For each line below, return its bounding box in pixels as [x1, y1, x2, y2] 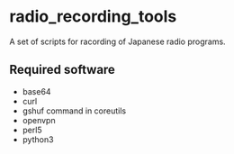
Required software [9, 62, 115, 77]
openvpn [22, 114, 56, 125]
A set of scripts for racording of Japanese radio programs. [9, 36, 227, 47]
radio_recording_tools [9, 6, 177, 27]
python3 [22, 133, 54, 145]
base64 [22, 86, 51, 96]
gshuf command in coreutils [22, 105, 127, 116]
